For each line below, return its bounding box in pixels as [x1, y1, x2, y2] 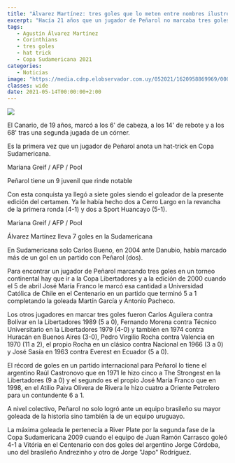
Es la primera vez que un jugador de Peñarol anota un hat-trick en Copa [7, 142, 215, 151]
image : [7, 75, 27, 83]
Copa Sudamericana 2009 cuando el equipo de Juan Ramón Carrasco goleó [7, 433, 228, 442]
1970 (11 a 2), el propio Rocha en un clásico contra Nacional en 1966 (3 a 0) [7, 340, 224, 349]
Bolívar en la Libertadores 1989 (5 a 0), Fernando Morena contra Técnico [7, 318, 217, 326]
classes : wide [7, 82, 49, 89]
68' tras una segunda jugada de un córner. [7, 128, 131, 137]
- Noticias [16, 69, 49, 76]
